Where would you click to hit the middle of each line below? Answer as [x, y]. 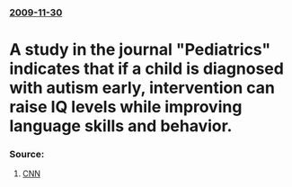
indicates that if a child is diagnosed [147, 69]
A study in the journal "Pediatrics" [140, 50]
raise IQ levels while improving [126, 107]
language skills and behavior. [121, 126]
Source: [27, 155]
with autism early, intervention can [142, 88]
